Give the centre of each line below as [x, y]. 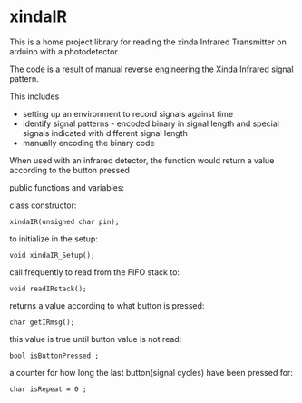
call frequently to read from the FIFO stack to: [94, 272]
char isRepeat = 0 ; [49, 389]
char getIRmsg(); [42, 322]
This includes [34, 96]
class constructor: [43, 205]
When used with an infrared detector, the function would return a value [142, 160]
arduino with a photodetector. [64, 51]
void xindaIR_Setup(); [52, 255]
